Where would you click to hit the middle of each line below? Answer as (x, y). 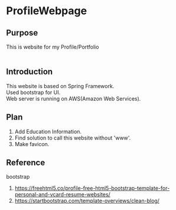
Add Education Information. (48, 131)
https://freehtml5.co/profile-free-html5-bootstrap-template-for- (92, 188)
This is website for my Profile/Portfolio (53, 47)
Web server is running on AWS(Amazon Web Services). (74, 98)
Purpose (22, 33)
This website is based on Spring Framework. (60, 86)
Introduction (30, 72)
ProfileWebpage (47, 11)
